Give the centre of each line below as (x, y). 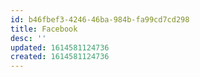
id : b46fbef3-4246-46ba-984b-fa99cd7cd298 (100, 19)
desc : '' (28, 38)
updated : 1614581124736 (60, 47)
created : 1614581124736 (60, 57)
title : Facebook (44, 29)
